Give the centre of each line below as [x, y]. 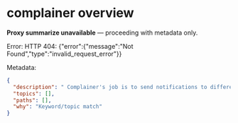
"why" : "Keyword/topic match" [58, 107]
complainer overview [70, 13]
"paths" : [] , [32, 100]
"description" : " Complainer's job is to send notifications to [110, 87]
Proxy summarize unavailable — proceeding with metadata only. [102, 33]
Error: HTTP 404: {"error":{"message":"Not [70, 46]
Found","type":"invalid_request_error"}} [64, 54]
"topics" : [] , [34, 93]
